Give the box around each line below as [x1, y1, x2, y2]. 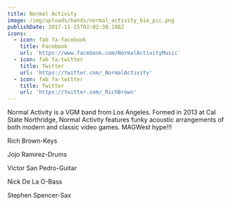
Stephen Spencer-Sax [7, 191, 72, 200]
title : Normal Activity [7, 10, 77, 18]
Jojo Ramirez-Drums [7, 150, 68, 159]
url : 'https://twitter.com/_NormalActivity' [20, 69, 153, 76]
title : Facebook [20, 43, 68, 50]
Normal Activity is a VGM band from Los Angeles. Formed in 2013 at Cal [7, 108, 216, 117]
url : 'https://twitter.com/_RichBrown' [20, 89, 137, 96]
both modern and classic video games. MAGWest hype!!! [7, 123, 173, 131]
